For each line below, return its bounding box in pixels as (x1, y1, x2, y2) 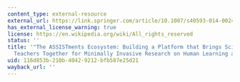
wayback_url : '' (7, 63, 56, 71)
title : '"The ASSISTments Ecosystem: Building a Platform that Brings (7, 43, 222, 51)
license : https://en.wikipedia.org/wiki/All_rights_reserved (7, 30, 194, 38)
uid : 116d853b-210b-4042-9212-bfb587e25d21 (7, 57, 139, 64)
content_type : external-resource (7, 10, 107, 18)
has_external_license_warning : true (7, 24, 116, 31)
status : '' (7, 37, 40, 44)
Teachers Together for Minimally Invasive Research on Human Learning (14, 51, 229, 58)
